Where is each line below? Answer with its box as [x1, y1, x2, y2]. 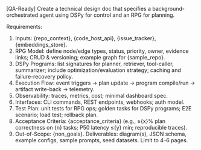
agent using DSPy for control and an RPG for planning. [39, 11, 175, 19]
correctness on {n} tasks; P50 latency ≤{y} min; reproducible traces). [14, 124, 188, 131]
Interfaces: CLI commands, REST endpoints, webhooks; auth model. [14, 98, 185, 106]
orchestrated [6, 11, 39, 19]
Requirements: [6, 23, 42, 30]
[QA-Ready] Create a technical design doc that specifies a [6, 5, 151, 12]
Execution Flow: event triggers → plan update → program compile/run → [14, 79, 196, 86]
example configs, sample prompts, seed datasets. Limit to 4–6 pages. [14, 137, 188, 143]
